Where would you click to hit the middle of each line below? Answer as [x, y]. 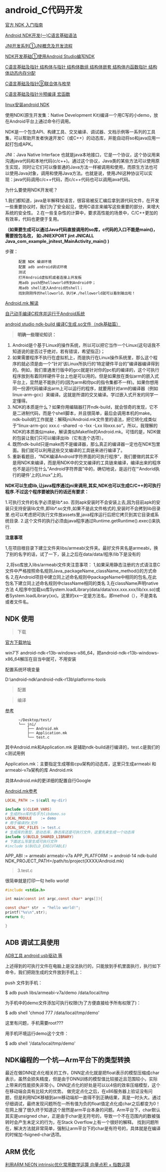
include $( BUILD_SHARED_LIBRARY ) [40, 837]
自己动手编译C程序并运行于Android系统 [45, 313]
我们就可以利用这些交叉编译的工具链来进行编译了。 [73, 450]
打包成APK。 [22, 144]
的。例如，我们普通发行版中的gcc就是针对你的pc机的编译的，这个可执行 [86, 370]
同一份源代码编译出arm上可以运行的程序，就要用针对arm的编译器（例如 [85, 388]
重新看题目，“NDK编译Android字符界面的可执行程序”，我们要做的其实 [83, 456]
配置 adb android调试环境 [43, 267]
